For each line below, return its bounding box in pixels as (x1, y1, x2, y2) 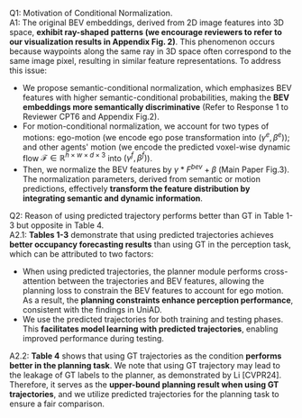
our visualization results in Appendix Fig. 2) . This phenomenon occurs (9, 36, 275, 47)
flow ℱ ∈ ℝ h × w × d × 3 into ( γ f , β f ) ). (22, 150, 153, 163)
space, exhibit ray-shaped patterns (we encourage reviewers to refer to (9, 27, 282, 37)
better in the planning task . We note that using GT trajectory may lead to (9, 359, 281, 370)
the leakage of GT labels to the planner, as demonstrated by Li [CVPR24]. (9, 369, 282, 380)
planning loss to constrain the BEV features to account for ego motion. (22, 285, 284, 295)
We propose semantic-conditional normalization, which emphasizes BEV (22, 83, 293, 93)
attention (22, 275, 56, 286)
